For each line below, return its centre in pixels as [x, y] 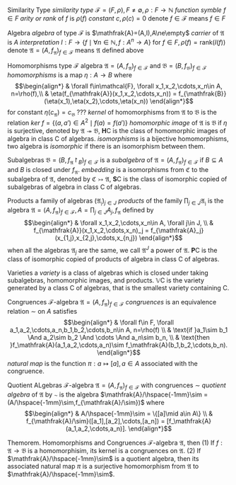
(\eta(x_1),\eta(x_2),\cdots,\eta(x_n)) [96, 101]
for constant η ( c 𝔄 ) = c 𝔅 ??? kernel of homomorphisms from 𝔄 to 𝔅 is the [112, 113]
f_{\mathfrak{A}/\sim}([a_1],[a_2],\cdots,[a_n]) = [95, 421]
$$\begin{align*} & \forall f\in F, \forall [119, 323]
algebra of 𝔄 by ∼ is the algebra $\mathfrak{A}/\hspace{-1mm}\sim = [108, 394]
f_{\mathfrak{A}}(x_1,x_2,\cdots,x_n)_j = [92, 230]
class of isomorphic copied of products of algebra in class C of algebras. [113, 259]
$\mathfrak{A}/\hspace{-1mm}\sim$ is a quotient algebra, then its [103, 458]
